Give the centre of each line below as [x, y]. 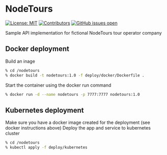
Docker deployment [37, 49]
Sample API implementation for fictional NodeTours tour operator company [83, 33]
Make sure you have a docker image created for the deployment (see [78, 122]
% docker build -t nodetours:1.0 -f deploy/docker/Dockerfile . [75, 75]
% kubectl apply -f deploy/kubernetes [46, 148]
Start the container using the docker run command [58, 85]
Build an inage [20, 61]
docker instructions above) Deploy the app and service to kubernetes [78, 128]
